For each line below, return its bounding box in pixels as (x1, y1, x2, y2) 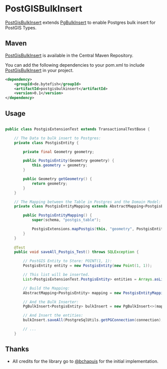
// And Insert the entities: (23, 313, 83, 318)
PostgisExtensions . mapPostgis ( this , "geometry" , (31, 227, 135, 232)
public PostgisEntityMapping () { (23, 213, 92, 218)
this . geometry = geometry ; (31, 163, 88, 168)
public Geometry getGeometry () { (23, 177, 92, 182)
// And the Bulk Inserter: (23, 299, 79, 304)
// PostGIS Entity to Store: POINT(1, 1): (23, 259, 112, 264)
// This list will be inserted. (23, 272, 90, 277)
